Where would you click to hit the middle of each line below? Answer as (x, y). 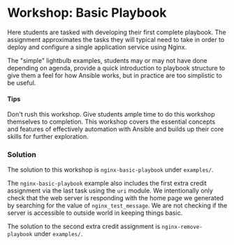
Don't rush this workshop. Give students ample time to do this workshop (111, 114)
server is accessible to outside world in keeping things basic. (95, 213)
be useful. (22, 82)
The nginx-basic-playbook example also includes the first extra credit (107, 184)
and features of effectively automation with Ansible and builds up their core (116, 129)
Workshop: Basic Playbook (87, 13)
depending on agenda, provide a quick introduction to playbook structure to (116, 68)
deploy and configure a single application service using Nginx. (97, 47)
